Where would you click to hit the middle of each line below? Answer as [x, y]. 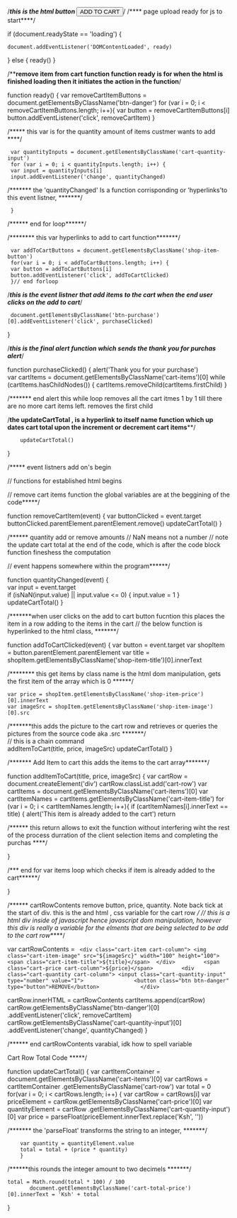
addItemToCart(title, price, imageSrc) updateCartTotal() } [90, 749]
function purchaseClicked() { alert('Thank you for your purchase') [103, 370]
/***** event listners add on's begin [59, 467]
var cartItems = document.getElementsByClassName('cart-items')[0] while [116, 377]
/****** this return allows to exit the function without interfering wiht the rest [118, 827]
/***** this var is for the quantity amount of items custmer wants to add [111, 132]
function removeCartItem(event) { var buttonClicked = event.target [104, 516]
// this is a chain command [46, 741]
